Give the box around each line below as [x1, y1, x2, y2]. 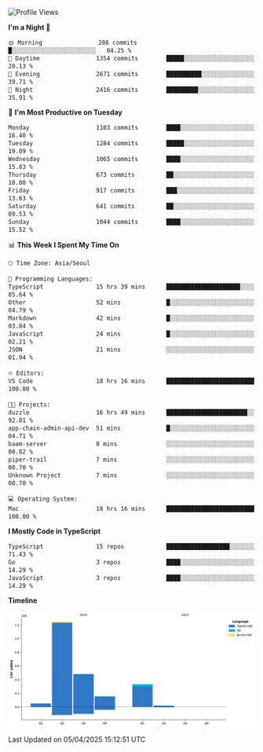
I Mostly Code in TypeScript [8, 526, 100, 536]
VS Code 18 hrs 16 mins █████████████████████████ [8, 377, 255, 385]
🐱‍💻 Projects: [8, 401, 51, 409]
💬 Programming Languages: [8, 275, 93, 283]
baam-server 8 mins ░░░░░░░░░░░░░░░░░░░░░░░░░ [8, 440, 255, 448]
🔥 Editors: [8, 369, 45, 377]
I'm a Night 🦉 [8, 23, 51, 31]
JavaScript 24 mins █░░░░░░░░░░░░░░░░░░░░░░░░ [8, 330, 255, 338]
